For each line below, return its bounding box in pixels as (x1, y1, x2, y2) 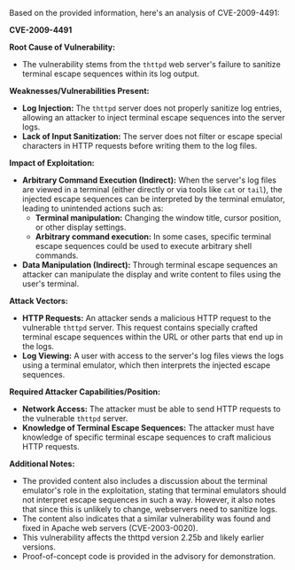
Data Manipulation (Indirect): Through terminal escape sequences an (21, 260, 278, 269)
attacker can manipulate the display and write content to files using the (21, 269, 282, 279)
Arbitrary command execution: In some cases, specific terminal (35, 231, 272, 242)
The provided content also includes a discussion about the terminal (21, 476, 268, 486)
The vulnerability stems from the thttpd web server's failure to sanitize (21, 59, 281, 69)
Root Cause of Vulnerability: (9, 42, 116, 52)
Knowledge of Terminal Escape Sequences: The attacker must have (21, 423, 275, 433)
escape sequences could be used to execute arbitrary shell (35, 241, 252, 251)
